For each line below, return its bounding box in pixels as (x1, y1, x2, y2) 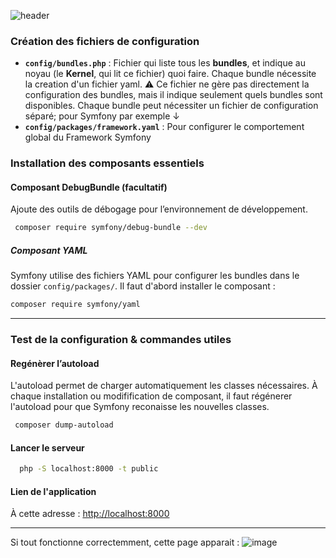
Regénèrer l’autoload (10, 357, 100, 369)
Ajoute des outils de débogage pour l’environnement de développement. (10, 203, 308, 215)
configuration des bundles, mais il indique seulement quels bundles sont (24, 89, 323, 101)
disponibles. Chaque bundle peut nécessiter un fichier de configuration (24, 100, 319, 112)
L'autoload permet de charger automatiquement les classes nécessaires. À (10, 380, 318, 392)
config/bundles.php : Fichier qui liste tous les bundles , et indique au (24, 57, 306, 69)
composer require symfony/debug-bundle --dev (14, 223, 208, 233)
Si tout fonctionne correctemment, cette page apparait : (10, 536, 240, 549)
